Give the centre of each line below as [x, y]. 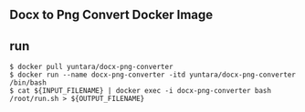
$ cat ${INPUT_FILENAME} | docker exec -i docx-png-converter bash [141, 91]
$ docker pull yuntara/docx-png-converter [91, 67]
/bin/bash [28, 83]
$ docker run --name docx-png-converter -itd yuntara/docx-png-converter [153, 75]
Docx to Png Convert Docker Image [111, 15]
